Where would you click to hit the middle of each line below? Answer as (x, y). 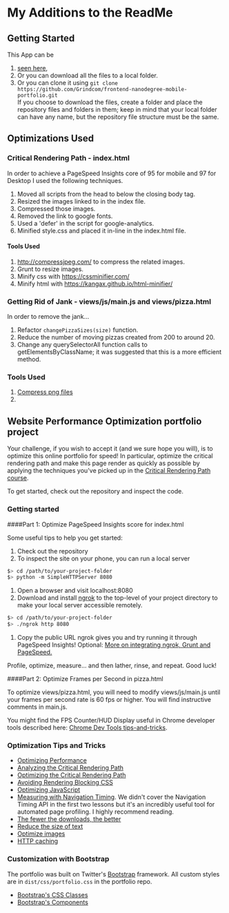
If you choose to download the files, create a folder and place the (110, 102)
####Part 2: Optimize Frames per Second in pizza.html (85, 679)
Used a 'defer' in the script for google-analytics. (86, 223)
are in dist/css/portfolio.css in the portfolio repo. (80, 881)
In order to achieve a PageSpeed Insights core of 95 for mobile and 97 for (112, 173)
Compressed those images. (56, 208)
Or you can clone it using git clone (68, 83)
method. (29, 360)
